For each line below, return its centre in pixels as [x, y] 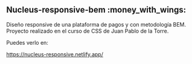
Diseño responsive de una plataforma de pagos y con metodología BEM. [96, 24]
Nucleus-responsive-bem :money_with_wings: [96, 10]
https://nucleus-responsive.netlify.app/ [55, 54]
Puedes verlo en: [27, 42]
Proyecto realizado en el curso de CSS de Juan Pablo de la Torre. [88, 31]
